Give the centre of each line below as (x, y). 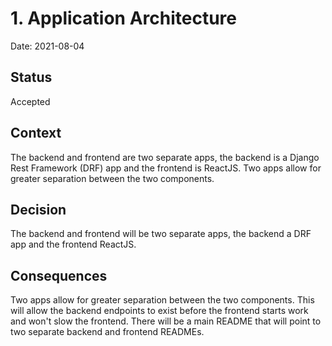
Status (31, 77)
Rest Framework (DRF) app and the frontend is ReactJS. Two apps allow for (166, 168)
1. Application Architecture (123, 18)
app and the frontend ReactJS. (73, 244)
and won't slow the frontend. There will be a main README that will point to (166, 321)
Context (36, 133)
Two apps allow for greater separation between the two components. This (162, 300)
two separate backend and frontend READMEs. (107, 332)
